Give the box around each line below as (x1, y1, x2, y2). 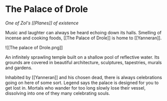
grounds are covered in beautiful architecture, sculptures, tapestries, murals (5, 59, 162, 65)
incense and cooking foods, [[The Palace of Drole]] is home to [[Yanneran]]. (5, 35, 162, 41)
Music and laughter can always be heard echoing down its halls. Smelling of (5, 29, 161, 35)
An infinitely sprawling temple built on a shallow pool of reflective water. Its (5, 54, 160, 60)
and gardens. (5, 65, 32, 71)
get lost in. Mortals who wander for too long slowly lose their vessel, (5, 85, 146, 91)
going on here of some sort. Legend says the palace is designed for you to (5, 80, 159, 86)
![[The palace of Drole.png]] (5, 44, 63, 50)
